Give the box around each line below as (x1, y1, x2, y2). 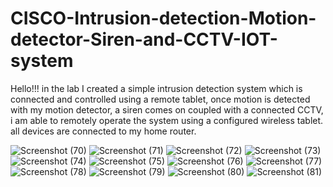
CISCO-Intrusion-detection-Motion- (10, 7, 317, 30)
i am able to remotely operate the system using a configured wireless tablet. (10, 114, 324, 126)
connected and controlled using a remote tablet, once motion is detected (10, 93, 311, 105)
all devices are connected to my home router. (10, 125, 197, 137)
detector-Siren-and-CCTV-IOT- (10, 28, 278, 51)
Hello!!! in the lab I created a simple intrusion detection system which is (10, 82, 303, 94)
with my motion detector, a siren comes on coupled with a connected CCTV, (10, 103, 324, 116)
